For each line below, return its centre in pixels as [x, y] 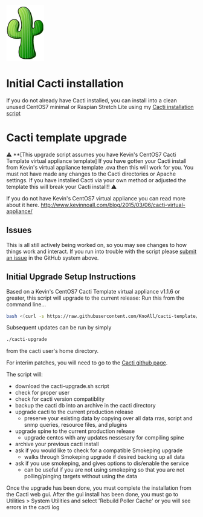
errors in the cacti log [33, 507]
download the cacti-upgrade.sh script [62, 386]
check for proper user [42, 393]
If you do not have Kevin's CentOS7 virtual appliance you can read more [96, 198]
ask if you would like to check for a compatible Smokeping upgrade [99, 450]
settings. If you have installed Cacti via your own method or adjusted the [96, 180]
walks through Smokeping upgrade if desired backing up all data [105, 457]
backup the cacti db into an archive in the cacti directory [85, 406]
